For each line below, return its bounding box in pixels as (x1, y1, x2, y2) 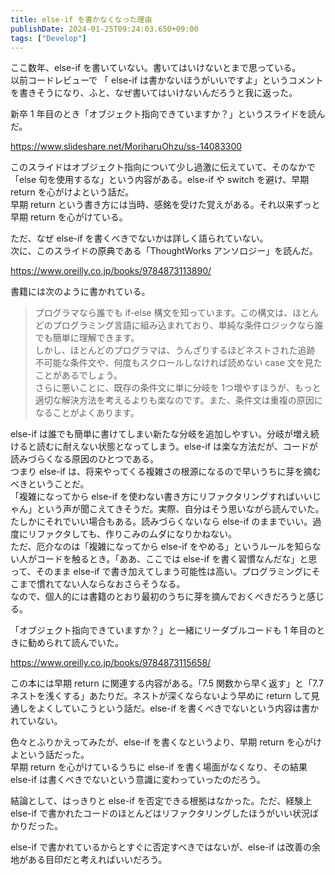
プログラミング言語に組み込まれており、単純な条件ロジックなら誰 (52, 319, 324, 331)
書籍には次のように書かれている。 (10, 286, 151, 298)
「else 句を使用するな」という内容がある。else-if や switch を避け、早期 (10, 174, 310, 186)
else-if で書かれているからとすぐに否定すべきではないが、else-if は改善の (10, 841, 313, 853)
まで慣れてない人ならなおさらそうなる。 (18, 578, 186, 590)
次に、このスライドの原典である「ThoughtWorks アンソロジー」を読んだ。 (10, 245, 318, 257)
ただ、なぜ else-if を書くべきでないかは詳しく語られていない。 (10, 232, 269, 245)
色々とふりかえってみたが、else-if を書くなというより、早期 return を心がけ (10, 736, 322, 748)
